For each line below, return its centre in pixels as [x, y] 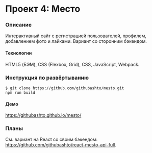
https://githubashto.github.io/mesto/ [43, 115]
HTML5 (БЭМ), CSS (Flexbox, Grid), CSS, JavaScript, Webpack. [72, 64]
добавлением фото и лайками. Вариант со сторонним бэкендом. [76, 41]
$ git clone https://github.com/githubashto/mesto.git [65, 88]
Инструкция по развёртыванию [47, 78]
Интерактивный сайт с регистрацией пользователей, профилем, [76, 36]
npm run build [20, 92]
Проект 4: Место [43, 9]
